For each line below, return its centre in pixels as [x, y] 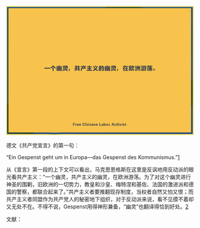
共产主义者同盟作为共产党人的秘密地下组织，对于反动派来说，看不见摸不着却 [100, 199]
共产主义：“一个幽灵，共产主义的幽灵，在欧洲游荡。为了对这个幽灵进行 [104, 177]
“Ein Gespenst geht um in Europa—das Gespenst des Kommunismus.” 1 [93, 157]
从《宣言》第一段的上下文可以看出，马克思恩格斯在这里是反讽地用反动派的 [97, 169]
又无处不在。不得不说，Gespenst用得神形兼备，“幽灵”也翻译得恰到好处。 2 [97, 206]
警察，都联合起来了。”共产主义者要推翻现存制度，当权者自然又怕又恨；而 [105, 191]
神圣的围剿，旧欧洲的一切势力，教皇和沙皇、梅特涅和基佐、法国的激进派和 [97, 184]
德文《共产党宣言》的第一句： [43, 145]
